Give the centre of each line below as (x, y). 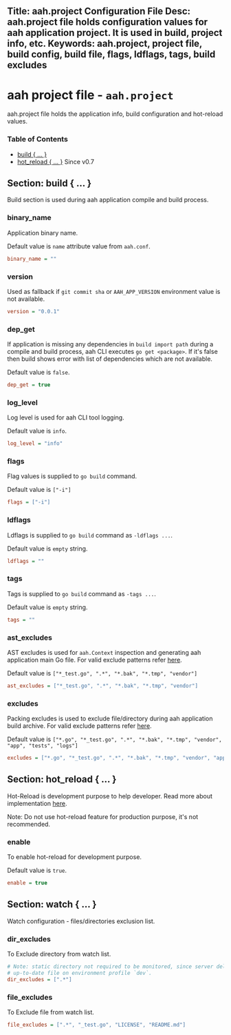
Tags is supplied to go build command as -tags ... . (82, 593)
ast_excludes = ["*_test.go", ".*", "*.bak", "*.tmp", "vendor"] (102, 686)
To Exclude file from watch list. (51, 1012)
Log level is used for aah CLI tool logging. (66, 417)
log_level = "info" (35, 444)
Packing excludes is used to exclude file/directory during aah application (110, 719)
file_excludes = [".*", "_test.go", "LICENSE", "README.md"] (97, 1025)
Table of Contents (38, 139)
